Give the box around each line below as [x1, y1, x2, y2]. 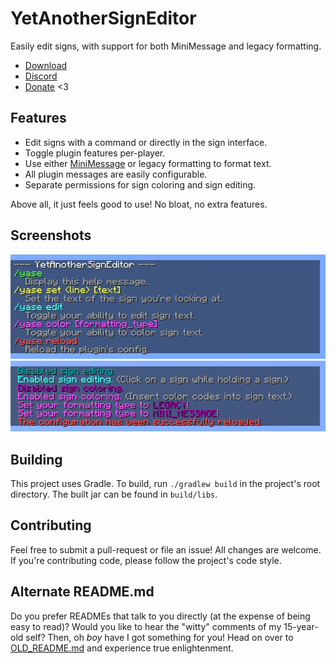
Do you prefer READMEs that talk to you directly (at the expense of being [10, 610, 311, 622]
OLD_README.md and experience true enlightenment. [10, 642, 234, 654]
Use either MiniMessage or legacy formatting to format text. [24, 157, 272, 169]
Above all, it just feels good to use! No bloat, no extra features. [10, 198, 268, 210]
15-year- [283, 620, 319, 632]
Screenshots [10, 227, 92, 244]
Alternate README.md [10, 583, 155, 601]
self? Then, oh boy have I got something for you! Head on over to [25, 631, 294, 643]
